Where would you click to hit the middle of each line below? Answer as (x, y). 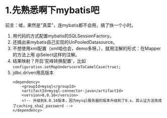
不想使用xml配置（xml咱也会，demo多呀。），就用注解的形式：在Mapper (87, 48)
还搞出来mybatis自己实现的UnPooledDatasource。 (65, 42)
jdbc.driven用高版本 (33, 72)
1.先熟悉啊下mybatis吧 (52, 10)
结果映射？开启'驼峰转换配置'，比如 (49, 61)
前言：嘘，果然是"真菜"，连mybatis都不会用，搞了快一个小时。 (70, 25)
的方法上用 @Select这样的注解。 (46, 54)
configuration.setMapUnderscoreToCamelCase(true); (67, 67)
